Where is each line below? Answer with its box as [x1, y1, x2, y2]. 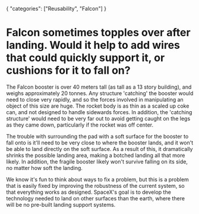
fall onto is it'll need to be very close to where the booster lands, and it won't [6, 139, 194, 146]
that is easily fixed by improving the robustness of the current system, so [6, 182, 185, 189]
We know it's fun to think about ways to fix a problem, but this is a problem [6, 175, 189, 183]
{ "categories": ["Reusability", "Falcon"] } [6, 5, 107, 12]
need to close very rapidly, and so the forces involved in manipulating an [6, 96, 184, 103]
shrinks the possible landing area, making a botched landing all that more [6, 152, 185, 159]
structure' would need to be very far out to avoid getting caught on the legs [6, 115, 191, 122]
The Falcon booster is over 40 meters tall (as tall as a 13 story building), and [6, 83, 192, 90]
